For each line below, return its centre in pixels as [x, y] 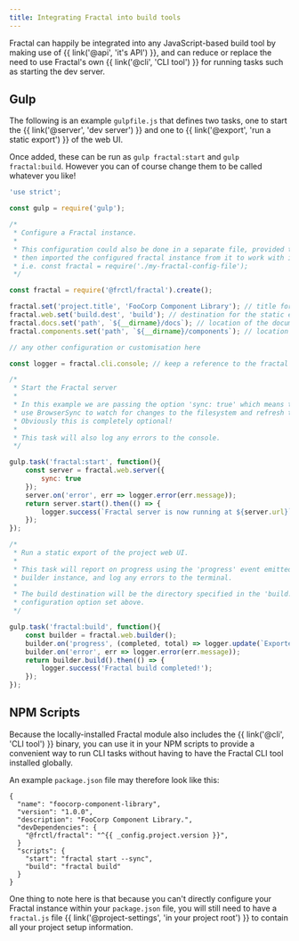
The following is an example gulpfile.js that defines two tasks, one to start [148, 120]
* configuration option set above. [79, 603]
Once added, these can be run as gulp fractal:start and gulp [125, 157]
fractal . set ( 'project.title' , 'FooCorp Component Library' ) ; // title [143, 307]
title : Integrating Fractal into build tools [95, 17]
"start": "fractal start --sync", [89, 858]
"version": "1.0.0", [55, 812]
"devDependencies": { [57, 827]
